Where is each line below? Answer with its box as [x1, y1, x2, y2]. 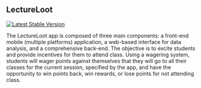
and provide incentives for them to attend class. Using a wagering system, [6, 51, 190, 58]
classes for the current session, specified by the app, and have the [6, 64, 172, 71]
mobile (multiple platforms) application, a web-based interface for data [6, 38, 181, 45]
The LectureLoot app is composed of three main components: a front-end [6, 32, 189, 39]
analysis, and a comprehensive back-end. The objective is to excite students [6, 45, 196, 52]
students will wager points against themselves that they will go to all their [6, 57, 187, 64]
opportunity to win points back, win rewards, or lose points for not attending [6, 70, 194, 77]
